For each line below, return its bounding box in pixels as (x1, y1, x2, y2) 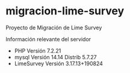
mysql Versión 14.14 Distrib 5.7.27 (14, 53, 97, 60)
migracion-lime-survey (5, 4, 125, 18)
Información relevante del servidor (5, 35, 91, 42)
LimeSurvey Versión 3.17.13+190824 (14, 60, 104, 67)
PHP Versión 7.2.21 (14, 47, 61, 54)
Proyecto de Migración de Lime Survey (5, 24, 102, 31)
